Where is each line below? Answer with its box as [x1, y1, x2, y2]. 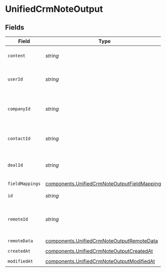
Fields [5, 23, 25, 32]
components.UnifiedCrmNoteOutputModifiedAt [45, 258, 155, 265]
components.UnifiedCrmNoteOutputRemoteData [45, 237, 158, 244]
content [7, 53, 26, 58]
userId [7, 77, 23, 82]
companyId [7, 106, 31, 112]
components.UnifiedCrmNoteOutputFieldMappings [45, 180, 164, 187]
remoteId [7, 217, 28, 222]
